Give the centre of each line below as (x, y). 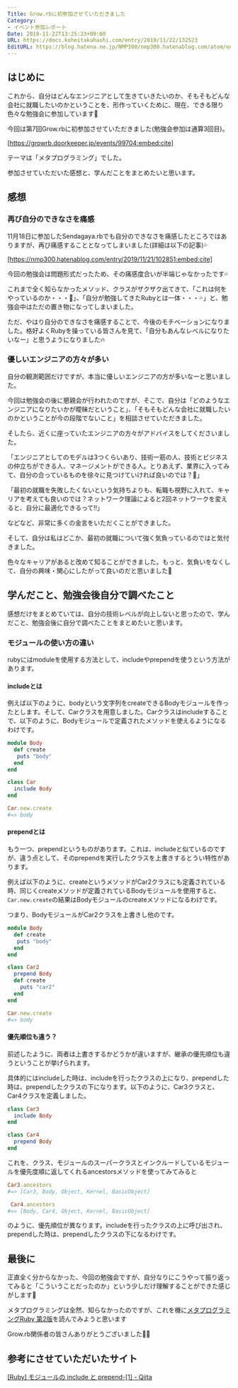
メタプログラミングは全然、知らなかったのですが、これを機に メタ (103, 1310)
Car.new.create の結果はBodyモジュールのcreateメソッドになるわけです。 (114, 900)
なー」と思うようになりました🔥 (59, 339)
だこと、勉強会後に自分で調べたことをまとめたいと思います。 (97, 623)
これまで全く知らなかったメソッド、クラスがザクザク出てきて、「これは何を (117, 289)
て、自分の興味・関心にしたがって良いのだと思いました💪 (90, 570)
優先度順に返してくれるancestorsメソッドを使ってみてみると (108, 1171)
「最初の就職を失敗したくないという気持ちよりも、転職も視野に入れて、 (113, 490)
